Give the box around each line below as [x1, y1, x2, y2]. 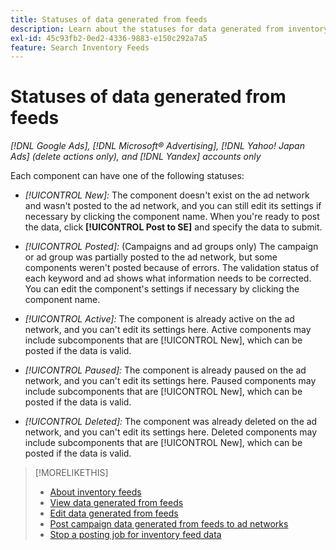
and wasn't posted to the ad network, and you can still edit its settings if [24, 200, 322, 212]
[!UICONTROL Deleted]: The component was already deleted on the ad [24, 416, 318, 428]
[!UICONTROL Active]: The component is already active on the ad [24, 313, 295, 325]
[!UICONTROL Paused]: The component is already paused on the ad [24, 364, 307, 376]
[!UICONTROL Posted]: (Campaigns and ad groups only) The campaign [24, 241, 319, 253]
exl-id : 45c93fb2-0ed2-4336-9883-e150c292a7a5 [10, 33, 208, 43]
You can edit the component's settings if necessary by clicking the [24, 283, 300, 295]
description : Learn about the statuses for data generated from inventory [10, 24, 329, 34]
